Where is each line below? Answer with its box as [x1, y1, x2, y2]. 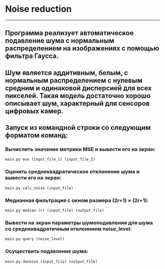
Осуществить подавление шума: [5, 248, 88, 255]
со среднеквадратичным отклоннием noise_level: [5, 225, 132, 232]
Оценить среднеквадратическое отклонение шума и [5, 168, 140, 175]
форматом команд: [5, 131, 68, 140]
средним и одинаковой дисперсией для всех [5, 84, 152, 92]
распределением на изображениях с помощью [5, 44, 160, 52]
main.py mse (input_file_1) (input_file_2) [5, 157, 96, 162]
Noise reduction [5, 3, 72, 15]
